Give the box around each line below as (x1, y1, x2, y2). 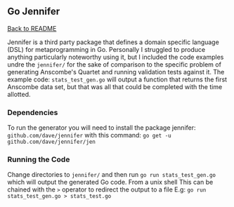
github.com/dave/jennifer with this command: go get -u (7, 131, 172, 140)
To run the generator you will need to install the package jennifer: (7, 123, 196, 132)
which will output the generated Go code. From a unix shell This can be (7, 178, 214, 187)
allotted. (7, 90, 31, 98)
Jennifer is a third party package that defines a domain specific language (7, 38, 219, 46)
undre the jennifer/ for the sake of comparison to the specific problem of (7, 60, 221, 69)
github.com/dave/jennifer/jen (7, 138, 96, 146)
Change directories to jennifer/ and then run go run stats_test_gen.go (7, 171, 216, 179)
